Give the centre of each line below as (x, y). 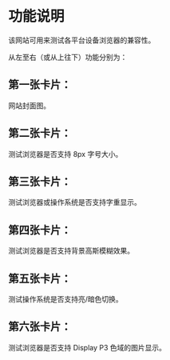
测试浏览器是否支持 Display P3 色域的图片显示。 (87, 347)
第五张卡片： (40, 278)
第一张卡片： (40, 85)
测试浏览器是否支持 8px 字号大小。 (65, 154)
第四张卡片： (40, 230)
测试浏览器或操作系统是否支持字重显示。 (75, 202)
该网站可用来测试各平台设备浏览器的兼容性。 (82, 40)
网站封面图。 (29, 106)
